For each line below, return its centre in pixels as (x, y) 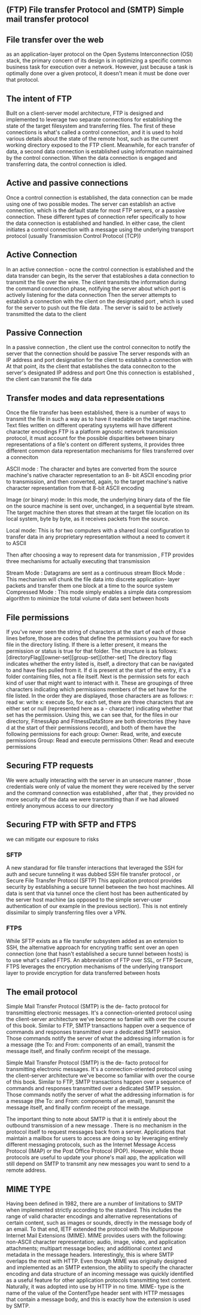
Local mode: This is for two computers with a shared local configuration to (98, 531)
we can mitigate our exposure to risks (53, 839)
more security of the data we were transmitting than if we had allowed (92, 799)
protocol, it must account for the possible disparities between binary (90, 438)
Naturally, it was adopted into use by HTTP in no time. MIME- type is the (95, 1286)
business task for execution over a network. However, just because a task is (100, 67)
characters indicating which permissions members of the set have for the (96, 689)
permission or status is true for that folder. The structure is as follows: (92, 651)
